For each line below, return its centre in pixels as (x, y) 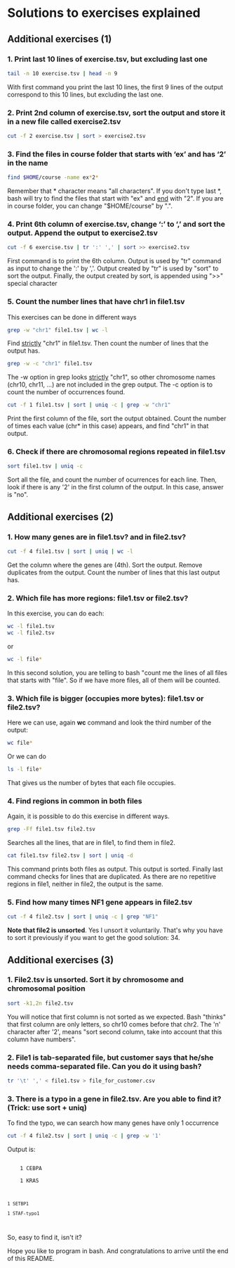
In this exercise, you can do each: (56, 613)
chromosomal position (46, 988)
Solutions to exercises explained (104, 13)
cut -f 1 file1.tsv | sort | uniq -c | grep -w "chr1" (89, 405)
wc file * (20, 743)
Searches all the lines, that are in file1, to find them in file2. (91, 843)
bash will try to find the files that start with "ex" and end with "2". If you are (116, 199)
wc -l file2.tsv (31, 633)
